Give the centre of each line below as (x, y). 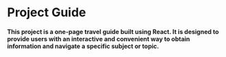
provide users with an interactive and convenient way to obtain (99, 39)
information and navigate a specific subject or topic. (83, 46)
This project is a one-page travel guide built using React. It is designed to (113, 31)
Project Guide (47, 13)
